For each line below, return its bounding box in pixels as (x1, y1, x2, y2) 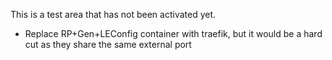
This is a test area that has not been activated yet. (10, 9, 217, 20)
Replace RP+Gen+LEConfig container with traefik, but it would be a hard (24, 28, 323, 39)
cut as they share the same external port (24, 39, 192, 50)
